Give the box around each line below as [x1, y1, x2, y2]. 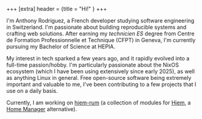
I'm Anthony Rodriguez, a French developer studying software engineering [6, 17, 195, 24]
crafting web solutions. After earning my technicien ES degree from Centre [6, 30, 195, 37]
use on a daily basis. [6, 87, 58, 94]
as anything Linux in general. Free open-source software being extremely [6, 74, 192, 81]
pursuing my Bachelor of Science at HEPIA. [6, 43, 116, 50]
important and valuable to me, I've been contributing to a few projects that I [6, 81, 196, 88]
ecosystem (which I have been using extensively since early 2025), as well [6, 68, 195, 75]
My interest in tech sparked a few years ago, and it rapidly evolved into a [6, 55, 190, 62]
